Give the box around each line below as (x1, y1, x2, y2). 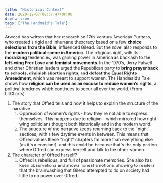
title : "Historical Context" (5, 7, 64, 12)
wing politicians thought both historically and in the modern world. (19, 121, 152, 127)
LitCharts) (5, 91, 25, 97)
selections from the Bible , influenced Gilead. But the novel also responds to (5, 44, 157, 50)
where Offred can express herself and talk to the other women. (19, 147, 146, 153)
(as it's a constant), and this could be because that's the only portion (19, 142, 157, 147)
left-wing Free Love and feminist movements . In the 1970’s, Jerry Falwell (5, 60, 152, 66)
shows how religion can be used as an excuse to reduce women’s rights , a (5, 81, 157, 87)
